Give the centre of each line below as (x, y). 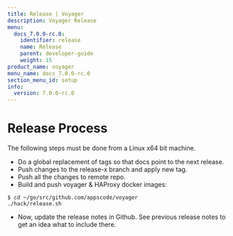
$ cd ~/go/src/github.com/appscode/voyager (73, 198)
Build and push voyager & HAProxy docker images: (92, 185)
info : (15, 87)
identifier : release (50, 41)
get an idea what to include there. (67, 225)
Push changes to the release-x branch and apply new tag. (102, 170)
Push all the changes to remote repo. (72, 177)
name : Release (41, 47)
